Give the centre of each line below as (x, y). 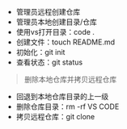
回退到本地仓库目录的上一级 (62, 96)
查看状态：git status (49, 62)
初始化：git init (40, 52)
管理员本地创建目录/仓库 (56, 22)
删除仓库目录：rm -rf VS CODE (68, 106)
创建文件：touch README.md (66, 42)
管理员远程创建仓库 (48, 12)
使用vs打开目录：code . (55, 32)
